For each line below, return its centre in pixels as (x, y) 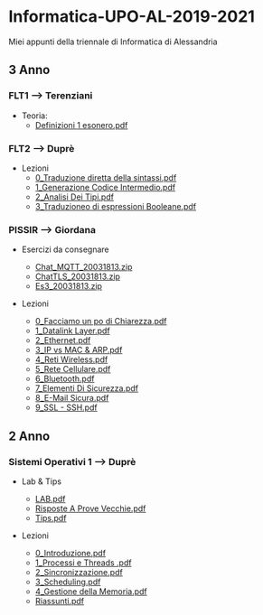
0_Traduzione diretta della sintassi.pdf (106, 177)
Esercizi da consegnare (65, 249)
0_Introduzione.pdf (70, 553)
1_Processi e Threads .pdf (83, 563)
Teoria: (34, 116)
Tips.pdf (51, 517)
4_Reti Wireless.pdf (71, 359)
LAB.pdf (50, 499)
